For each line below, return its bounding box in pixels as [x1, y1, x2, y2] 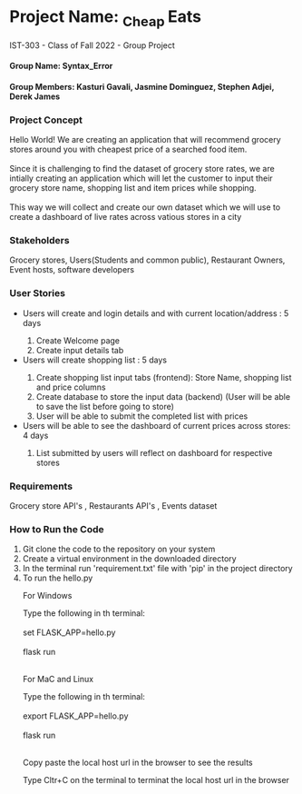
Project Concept [9, 114, 83, 126]
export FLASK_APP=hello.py [22, 710, 129, 721]
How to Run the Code [9, 522, 104, 535]
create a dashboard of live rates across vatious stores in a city [9, 212, 242, 223]
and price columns [35, 382, 106, 392]
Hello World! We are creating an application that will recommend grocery [9, 134, 281, 145]
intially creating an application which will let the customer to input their [9, 173, 274, 184]
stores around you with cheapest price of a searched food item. [9, 144, 248, 155]
